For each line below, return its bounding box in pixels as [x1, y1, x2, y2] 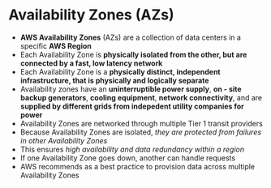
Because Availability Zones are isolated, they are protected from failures [19, 127, 262, 137]
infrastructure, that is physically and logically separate [19, 75, 209, 85]
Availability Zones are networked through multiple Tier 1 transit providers [19, 118, 264, 128]
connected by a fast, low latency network [19, 58, 163, 68]
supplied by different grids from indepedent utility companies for [19, 101, 245, 111]
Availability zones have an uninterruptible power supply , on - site [19, 83, 242, 94]
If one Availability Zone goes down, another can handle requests [19, 152, 236, 163]
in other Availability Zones [19, 135, 108, 145]
